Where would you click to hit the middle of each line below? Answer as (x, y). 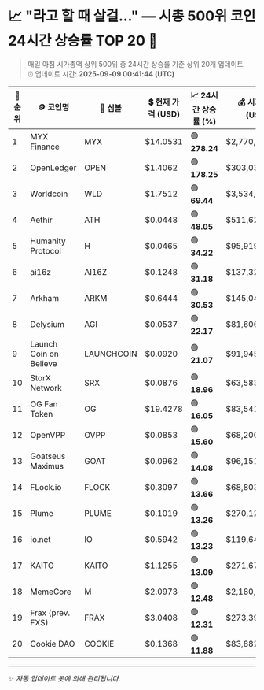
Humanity (48, 241)
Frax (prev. (50, 613)
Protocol (46, 251)
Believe (44, 363)
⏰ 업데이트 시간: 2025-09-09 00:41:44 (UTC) (101, 74)
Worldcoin (49, 194)
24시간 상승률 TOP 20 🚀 (83, 41)
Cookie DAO (53, 644)
